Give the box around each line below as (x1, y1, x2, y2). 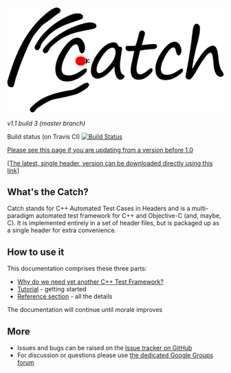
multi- (191, 204, 209, 213)
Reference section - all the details (16, 293, 113, 301)
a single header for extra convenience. (7, 226, 117, 234)
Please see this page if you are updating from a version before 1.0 (7, 146, 194, 154)
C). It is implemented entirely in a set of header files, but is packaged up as (7, 219, 220, 227)
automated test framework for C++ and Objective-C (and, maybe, (35, 212, 221, 220)
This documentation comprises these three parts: (7, 264, 147, 273)
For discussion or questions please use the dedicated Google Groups (16, 351, 214, 359)
